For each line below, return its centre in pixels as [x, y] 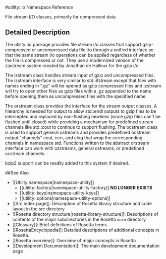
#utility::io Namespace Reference [39, 7]
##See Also [17, 173]
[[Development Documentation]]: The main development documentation [86, 246]
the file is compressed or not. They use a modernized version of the [74, 60]
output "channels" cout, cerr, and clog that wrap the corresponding [74, 137]
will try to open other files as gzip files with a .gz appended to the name [78, 91]
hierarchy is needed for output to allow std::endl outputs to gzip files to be [81, 111]
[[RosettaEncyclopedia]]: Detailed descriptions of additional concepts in [86, 230]
